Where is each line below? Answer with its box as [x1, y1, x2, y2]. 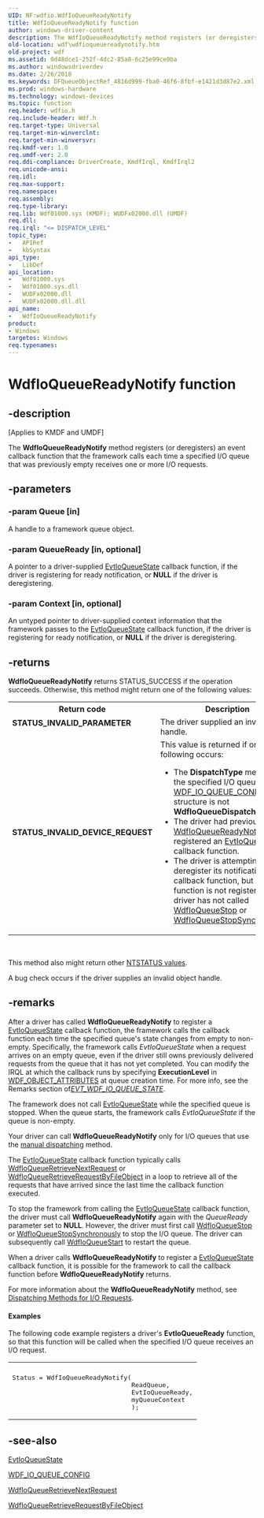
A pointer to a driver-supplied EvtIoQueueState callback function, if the [8, 561, 238, 571]
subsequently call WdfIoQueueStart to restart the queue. [8, 1237, 192, 1247]
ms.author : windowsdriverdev [8, 63, 104, 71]
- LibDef [8, 261, 44, 269]
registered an [173, 836, 223, 847]
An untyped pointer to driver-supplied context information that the [8, 616, 222, 625]
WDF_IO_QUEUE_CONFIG [8, 1470, 90, 1479]
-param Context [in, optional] [8, 598, 122, 609]
